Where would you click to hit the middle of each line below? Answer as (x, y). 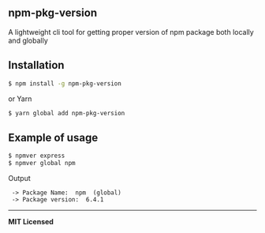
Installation (36, 65)
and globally (28, 40)
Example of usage (53, 137)
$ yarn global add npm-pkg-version (67, 113)
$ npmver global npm (42, 163)
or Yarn (20, 99)
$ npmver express (37, 156)
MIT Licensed (31, 221)
